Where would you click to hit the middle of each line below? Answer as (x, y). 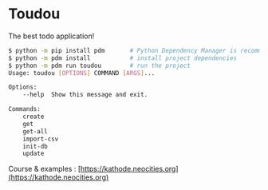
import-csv (41, 139)
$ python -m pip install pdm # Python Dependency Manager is (123, 50)
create (33, 117)
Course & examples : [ (45, 169)
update (33, 154)
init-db (35, 146)
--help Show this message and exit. (85, 95)
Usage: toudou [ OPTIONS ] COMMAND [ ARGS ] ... (82, 73)
